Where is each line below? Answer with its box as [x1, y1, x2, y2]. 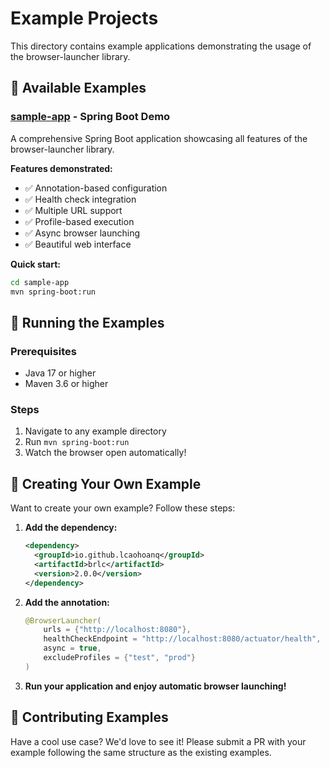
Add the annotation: [24, 596, 110, 608]
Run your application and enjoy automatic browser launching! [24, 680, 287, 692]
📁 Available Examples [10, 80, 147, 97]
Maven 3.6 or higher [24, 378, 109, 390]
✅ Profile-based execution [24, 215, 135, 227]
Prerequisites [10, 344, 77, 358]
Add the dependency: [24, 522, 118, 534]
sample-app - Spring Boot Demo [10, 110, 171, 124]
